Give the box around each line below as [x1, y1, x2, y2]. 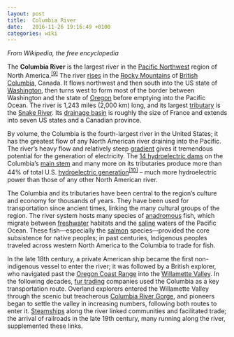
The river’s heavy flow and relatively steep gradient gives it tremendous [7, 144, 213, 153]
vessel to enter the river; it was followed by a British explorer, [41, 262, 217, 270]
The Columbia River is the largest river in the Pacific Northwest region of [7, 62, 218, 71]
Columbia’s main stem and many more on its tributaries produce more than [7, 159, 222, 167]
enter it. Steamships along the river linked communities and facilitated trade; [7, 306, 227, 315]
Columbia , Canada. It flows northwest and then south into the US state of [7, 78, 218, 87]
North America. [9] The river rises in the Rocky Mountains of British [7, 70, 198, 79]
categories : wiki [7, 29, 58, 37]
